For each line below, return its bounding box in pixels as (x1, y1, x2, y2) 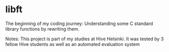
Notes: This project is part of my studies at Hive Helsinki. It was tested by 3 (5, 36, 164, 42)
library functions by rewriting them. (5, 25, 79, 32)
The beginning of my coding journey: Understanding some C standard (5, 20, 154, 27)
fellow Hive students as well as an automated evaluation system (5, 41, 140, 47)
